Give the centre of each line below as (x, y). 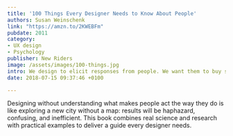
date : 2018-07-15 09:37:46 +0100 (55, 78)
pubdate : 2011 (28, 33)
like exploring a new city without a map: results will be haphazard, (101, 110)
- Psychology (26, 52)
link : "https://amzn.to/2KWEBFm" (55, 26)
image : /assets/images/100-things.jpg (63, 65)
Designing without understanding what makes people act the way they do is (115, 104)
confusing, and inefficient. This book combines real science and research (112, 118)
